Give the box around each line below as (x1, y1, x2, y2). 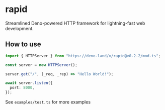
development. (5, 25, 34, 31)
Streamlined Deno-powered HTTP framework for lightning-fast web (5, 20, 145, 26)
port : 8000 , (10, 85, 35, 90)
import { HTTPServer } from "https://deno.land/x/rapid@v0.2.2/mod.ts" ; (5, 53, 161, 58)
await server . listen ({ (5, 80, 53, 86)
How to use (5, 40, 41, 49)
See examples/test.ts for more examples (5, 99, 91, 105)
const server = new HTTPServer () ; (5, 62, 78, 67)
